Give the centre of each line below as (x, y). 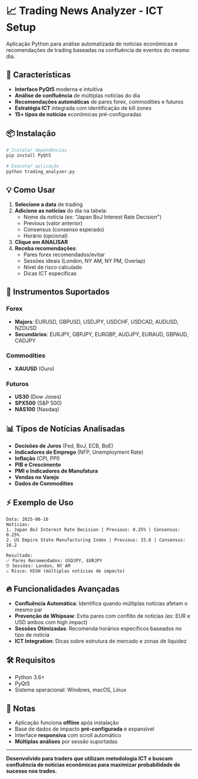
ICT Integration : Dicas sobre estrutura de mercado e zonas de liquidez (100, 641)
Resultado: (19, 555)
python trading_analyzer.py (41, 172)
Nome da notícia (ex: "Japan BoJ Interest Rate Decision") (93, 217)
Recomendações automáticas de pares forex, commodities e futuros (99, 102)
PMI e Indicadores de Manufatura (56, 471)
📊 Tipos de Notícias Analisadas (66, 428)
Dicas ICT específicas (50, 273)
